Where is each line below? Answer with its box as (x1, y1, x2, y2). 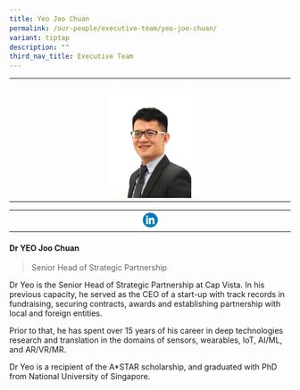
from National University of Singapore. (9, 371, 151, 382)
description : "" (9, 43, 70, 52)
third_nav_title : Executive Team (9, 52, 134, 62)
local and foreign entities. (9, 308, 103, 319)
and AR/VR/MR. (9, 344, 67, 355)
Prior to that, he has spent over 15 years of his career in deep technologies (9, 326, 284, 336)
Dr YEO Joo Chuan (9, 242, 80, 253)
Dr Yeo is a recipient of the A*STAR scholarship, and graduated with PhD (9, 361, 278, 372)
